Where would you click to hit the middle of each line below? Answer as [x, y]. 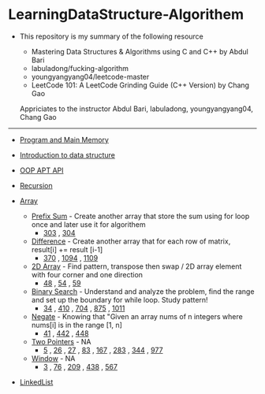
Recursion [36, 185]
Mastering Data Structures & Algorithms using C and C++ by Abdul [140, 51]
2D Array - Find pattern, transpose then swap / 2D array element [136, 266]
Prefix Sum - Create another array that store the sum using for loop [140, 216]
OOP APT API [42, 170]
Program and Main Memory [64, 139]
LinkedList [36, 382]
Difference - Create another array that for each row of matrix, [131, 241]
